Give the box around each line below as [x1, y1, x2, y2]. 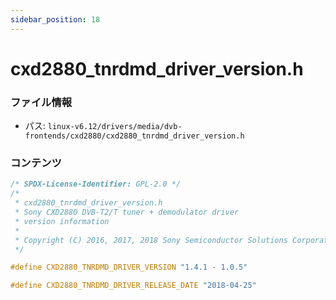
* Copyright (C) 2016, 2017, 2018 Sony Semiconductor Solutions [14, 235, 288, 245]
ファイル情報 [10, 95, 73, 109]
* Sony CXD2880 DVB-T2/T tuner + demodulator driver [14, 207, 240, 218]
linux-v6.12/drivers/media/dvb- [47, 122, 183, 132]
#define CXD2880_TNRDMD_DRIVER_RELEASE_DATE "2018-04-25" [10, 281, 257, 291]
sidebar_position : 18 [10, 14, 101, 25]
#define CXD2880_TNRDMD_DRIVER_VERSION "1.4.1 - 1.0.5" [10, 262, 248, 273]
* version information [14, 216, 110, 226]
